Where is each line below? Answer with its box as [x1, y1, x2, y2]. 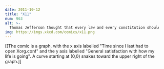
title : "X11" [5, 12, 32, 17]
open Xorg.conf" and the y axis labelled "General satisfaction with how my [5, 48, 155, 54]
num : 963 [5, 16, 23, 21]
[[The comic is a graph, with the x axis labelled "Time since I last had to [5, 43, 149, 49]
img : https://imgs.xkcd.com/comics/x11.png [5, 30, 95, 34]
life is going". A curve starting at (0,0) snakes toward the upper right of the [5, 53, 155, 59]
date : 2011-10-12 [5, 7, 41, 12]
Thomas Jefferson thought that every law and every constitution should [9, 25, 161, 30]
